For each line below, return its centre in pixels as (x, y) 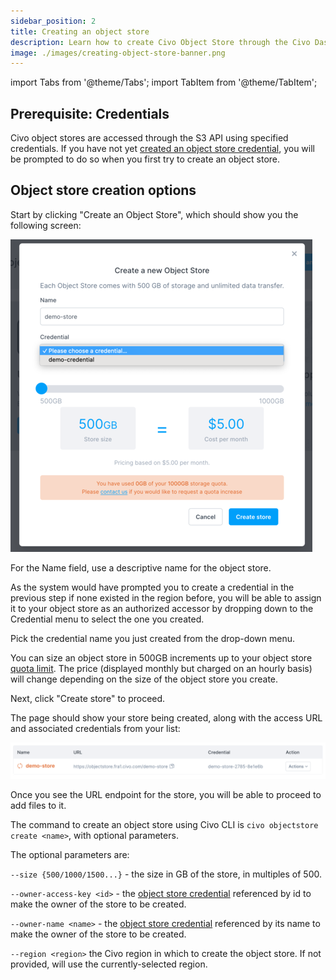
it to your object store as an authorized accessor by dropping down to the (162, 608)
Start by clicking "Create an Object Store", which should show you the (154, 214)
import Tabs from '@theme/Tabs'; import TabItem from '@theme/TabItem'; (164, 82)
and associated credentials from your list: (95, 728)
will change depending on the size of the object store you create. (144, 679)
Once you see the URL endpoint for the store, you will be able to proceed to (166, 794)
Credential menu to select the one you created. (107, 619)
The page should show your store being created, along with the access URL (166, 717)
